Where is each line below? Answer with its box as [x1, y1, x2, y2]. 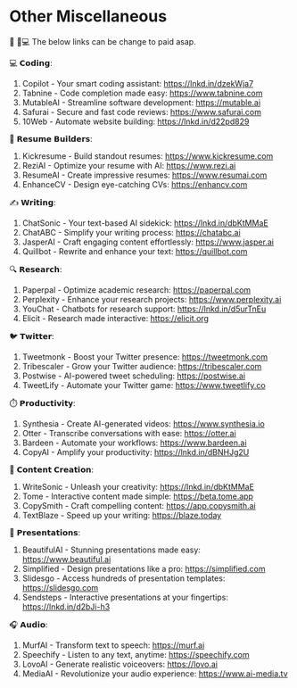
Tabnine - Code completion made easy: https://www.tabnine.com [21, 87, 263, 98]
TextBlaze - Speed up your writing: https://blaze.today [21, 510, 222, 520]
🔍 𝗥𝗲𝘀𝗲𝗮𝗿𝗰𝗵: [9, 263, 62, 274]
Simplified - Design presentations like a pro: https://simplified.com [21, 563, 266, 574]
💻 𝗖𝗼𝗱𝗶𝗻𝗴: [9, 57, 54, 68]
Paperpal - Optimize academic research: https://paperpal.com [21, 284, 252, 295]
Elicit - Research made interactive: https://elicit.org [21, 312, 210, 323]
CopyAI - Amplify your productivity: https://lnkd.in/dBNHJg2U [21, 446, 250, 457]
